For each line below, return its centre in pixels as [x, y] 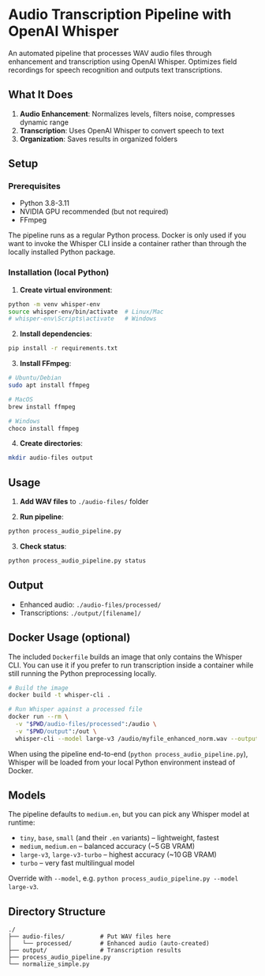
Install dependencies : [56, 334]
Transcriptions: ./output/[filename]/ [80, 612]
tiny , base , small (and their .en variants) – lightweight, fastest [119, 838]
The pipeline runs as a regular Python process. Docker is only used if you [127, 235]
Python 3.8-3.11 [44, 204]
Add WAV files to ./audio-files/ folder [84, 502]
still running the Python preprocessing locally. [82, 673]
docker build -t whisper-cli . [60, 695]
